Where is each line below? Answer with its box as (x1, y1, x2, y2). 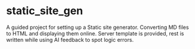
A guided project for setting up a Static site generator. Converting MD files (6, 24, 190, 31)
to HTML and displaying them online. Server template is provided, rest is (6, 30, 184, 37)
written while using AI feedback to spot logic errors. (6, 36, 134, 43)
